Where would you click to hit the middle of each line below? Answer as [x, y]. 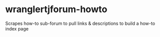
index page [17, 28]
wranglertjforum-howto [56, 9]
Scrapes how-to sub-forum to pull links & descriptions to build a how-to [80, 23]
